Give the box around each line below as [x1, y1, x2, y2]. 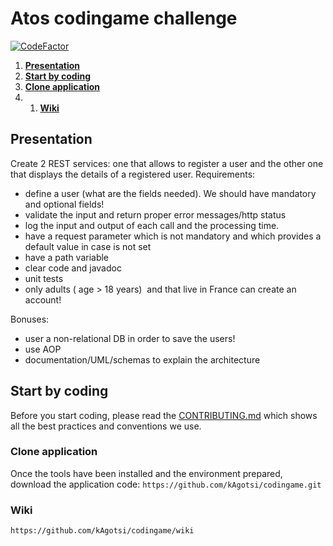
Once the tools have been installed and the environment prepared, [10, 467, 283, 479]
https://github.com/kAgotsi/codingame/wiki [10, 526, 195, 536]
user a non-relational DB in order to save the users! [24, 332, 236, 344]
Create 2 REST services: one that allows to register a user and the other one [10, 157, 324, 169]
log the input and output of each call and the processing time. [24, 219, 280, 231]
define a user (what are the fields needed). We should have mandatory [24, 187, 317, 199]
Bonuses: [10, 313, 50, 325]
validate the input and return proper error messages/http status [24, 208, 287, 221]
